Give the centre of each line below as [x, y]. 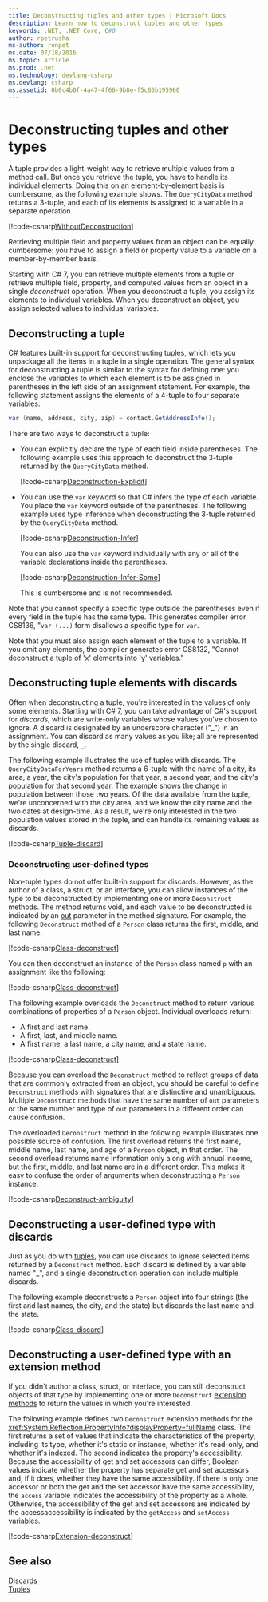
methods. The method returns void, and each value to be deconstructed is [130, 907]
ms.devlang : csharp [41, 82]
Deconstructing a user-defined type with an [120, 1355]
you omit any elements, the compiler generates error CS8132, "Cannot [124, 649]
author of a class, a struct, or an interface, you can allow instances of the [128, 890]
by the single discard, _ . [47, 745]
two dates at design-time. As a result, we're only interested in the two [122, 811]
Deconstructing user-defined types [79, 864]
